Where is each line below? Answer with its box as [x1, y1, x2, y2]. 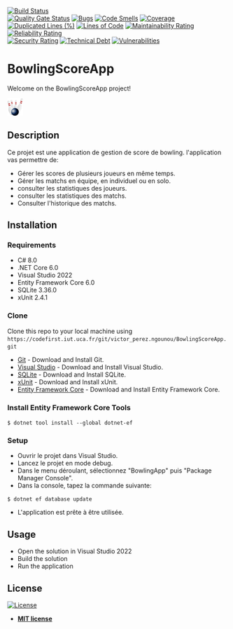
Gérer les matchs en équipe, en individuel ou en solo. [17, 176, 171, 185]
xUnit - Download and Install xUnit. [17, 377, 118, 386]
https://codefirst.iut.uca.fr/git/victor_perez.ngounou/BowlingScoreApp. [7, 335, 227, 343]
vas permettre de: [7, 155, 59, 164]
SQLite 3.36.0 [17, 286, 57, 295]
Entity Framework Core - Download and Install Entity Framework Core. [17, 385, 220, 393]
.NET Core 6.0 [17, 264, 59, 272]
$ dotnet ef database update [7, 496, 92, 503]
